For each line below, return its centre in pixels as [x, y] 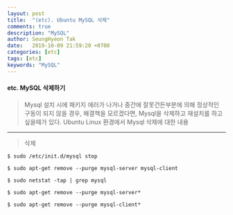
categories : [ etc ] [34, 53]
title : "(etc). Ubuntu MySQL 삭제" [59, 20]
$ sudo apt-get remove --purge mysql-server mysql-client [93, 168]
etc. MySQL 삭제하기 [36, 88]
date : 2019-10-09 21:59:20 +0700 [59, 46]
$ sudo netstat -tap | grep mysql [57, 180]
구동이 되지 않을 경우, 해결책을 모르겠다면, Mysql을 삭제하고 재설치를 [117, 113]
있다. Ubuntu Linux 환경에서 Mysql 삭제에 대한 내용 [119, 122]
